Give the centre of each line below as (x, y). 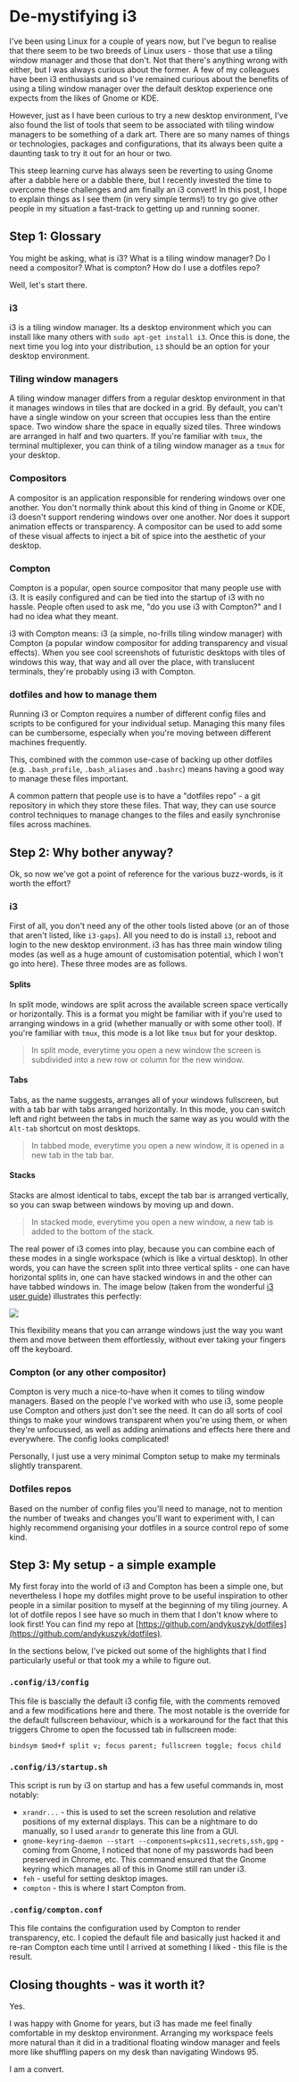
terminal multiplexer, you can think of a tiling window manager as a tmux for (147, 446)
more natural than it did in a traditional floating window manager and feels (145, 2043)
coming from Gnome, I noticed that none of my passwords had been (148, 1850)
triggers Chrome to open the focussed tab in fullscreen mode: (123, 1729)
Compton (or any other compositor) (88, 1372)
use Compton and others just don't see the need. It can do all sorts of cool (146, 1411)
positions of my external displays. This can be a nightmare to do (140, 1821)
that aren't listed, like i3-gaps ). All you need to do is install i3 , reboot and (143, 935)
